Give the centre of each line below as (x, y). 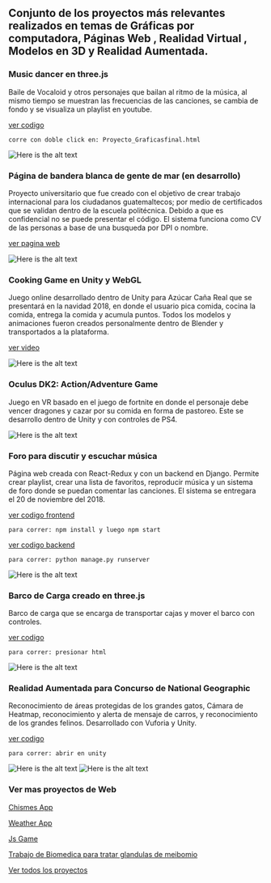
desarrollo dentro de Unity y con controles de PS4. (93, 419)
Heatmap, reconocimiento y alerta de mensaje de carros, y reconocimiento (133, 715)
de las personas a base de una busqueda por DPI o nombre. (108, 227)
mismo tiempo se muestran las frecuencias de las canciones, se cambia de (133, 100)
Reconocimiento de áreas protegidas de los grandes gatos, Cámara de (126, 706)
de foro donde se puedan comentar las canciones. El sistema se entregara (132, 490)
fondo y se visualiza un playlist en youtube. (80, 109)
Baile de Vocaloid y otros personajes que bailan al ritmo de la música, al (128, 91)
